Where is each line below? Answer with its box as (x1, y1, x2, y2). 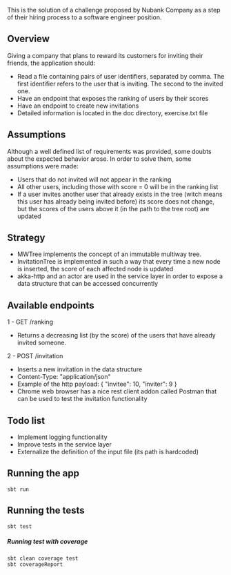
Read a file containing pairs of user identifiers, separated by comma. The (17, 72, 225, 80)
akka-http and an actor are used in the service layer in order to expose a (17, 272, 223, 280)
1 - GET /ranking (7, 318, 54, 327)
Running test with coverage (7, 538, 88, 546)
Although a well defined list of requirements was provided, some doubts (7, 147, 212, 155)
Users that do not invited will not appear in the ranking (17, 175, 172, 184)
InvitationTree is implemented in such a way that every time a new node (17, 257, 221, 266)
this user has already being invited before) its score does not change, (17, 197, 215, 206)
